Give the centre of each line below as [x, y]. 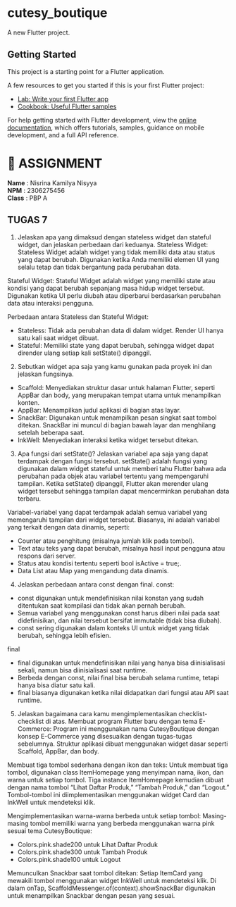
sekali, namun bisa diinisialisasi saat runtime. [82, 670]
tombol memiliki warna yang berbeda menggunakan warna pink [122, 823]
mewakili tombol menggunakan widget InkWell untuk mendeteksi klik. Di [112, 880]
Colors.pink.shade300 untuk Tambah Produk [82, 852]
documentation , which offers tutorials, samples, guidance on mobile [106, 127]
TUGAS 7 [27, 220]
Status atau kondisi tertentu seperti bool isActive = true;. [99, 563]
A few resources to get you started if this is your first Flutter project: [106, 85]
